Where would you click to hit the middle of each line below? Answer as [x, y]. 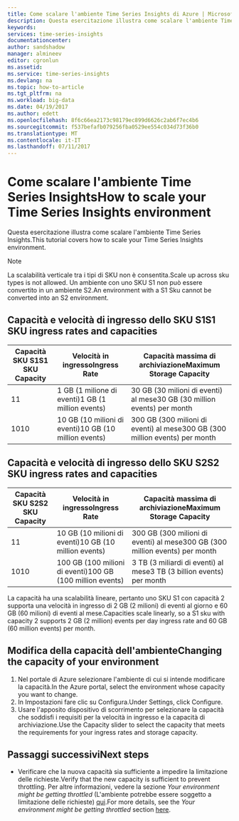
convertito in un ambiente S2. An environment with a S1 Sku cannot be [110, 291]
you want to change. [48, 694]
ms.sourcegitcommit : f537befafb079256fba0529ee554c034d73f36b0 [103, 127]
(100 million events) [90, 580]
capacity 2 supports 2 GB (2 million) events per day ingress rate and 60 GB [117, 620]
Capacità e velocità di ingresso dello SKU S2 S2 [113, 463]
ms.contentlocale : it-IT [44, 140]
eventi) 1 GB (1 [81, 399]
